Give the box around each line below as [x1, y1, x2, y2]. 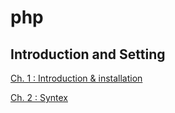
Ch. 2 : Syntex [10, 92, 68, 103]
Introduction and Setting [10, 46, 166, 63]
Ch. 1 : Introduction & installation [10, 72, 143, 84]
